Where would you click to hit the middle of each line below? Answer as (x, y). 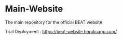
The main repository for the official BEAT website (54, 22)
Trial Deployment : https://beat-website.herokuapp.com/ (61, 31)
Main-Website (34, 9)
